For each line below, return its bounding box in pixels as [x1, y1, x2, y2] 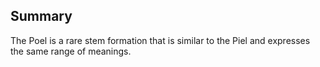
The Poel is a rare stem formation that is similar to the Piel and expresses [10, 34, 311, 46]
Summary [10, 8, 73, 25]
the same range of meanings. [10, 45, 132, 57]
